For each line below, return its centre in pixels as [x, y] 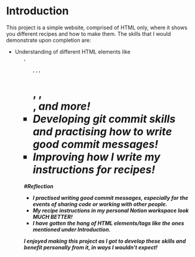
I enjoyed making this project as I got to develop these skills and [105, 241]
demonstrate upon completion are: [49, 40]
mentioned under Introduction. [72, 229]
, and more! [61, 106]
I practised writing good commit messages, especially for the [110, 197]
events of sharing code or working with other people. [100, 204]
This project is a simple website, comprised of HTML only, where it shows [97, 27]
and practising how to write [102, 132]
